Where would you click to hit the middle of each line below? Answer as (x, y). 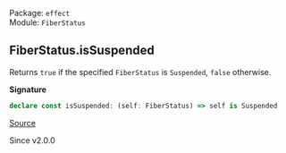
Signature (28, 89)
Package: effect (40, 13)
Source (22, 123)
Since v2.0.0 (32, 140)
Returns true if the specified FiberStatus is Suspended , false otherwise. (140, 72)
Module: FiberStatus (48, 22)
